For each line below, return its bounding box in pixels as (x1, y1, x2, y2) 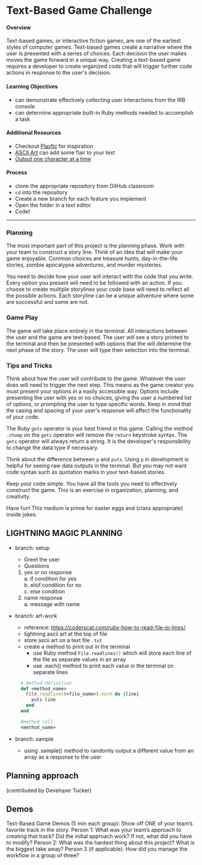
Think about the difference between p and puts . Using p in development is (6, 455, 189, 463)
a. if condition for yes (23, 575, 77, 582)
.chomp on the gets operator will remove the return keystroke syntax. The (6, 431, 188, 439)
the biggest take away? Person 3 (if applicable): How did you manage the (6, 845, 188, 853)
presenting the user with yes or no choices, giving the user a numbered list (6, 394, 192, 401)
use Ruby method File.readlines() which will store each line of (32, 649, 192, 657)
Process (6, 169, 28, 176)
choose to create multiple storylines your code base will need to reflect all (6, 286, 189, 293)
